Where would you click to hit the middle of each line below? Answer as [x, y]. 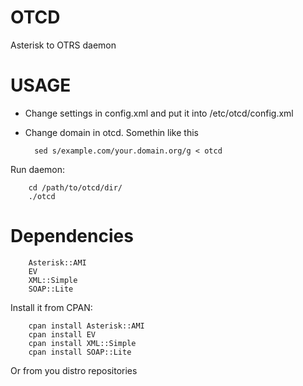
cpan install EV [62, 334]
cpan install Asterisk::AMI [86, 326]
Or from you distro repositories [74, 370]
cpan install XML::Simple [82, 343]
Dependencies [72, 236]
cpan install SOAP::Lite [80, 352]
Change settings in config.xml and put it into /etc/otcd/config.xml [159, 113]
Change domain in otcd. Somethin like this [111, 132]
